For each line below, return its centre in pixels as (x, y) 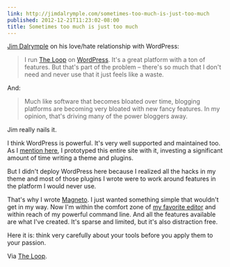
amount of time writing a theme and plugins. (71, 158)
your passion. (27, 243)
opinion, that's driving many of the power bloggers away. (106, 116)
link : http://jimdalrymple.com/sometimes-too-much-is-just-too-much (108, 14)
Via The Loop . (27, 256)
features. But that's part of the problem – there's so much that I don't (123, 67)
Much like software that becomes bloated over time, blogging (112, 102)
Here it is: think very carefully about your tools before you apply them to (110, 235)
